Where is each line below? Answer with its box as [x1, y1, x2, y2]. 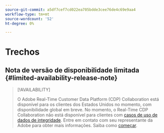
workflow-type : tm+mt [5, 12, 50, 17]
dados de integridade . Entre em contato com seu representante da [17, 117, 153, 123]
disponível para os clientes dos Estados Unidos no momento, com [17, 101, 152, 107]
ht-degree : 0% [5, 21, 35, 26]
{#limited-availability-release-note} [5, 73, 118, 82]
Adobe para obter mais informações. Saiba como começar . [17, 123, 137, 129]
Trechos [5, 46, 40, 58]
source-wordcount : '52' [5, 16, 54, 21]
